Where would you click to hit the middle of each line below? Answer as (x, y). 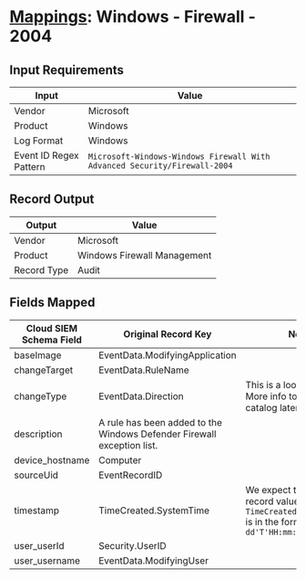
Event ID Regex (46, 155)
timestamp (37, 511)
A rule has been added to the (161, 422)
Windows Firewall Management (144, 255)
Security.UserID (133, 545)
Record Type (41, 269)
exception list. (128, 445)
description (38, 434)
